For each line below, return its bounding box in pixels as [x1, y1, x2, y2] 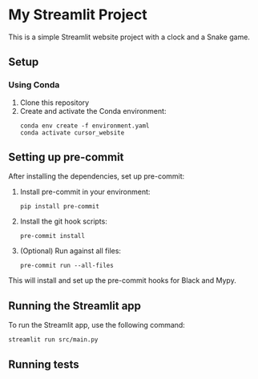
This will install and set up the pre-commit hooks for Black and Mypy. [8, 276, 236, 285]
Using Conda [8, 79, 60, 91]
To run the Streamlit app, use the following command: [8, 321, 186, 330]
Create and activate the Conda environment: [19, 106, 167, 115]
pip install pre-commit [19, 203, 100, 211]
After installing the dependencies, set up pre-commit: [8, 171, 185, 181]
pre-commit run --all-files [19, 262, 114, 270]
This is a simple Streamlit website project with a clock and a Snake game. [8, 32, 251, 42]
